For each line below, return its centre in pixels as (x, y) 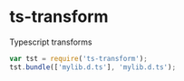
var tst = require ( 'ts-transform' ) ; (78, 58)
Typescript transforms (51, 42)
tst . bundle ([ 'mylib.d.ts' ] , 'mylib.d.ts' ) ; (93, 67)
